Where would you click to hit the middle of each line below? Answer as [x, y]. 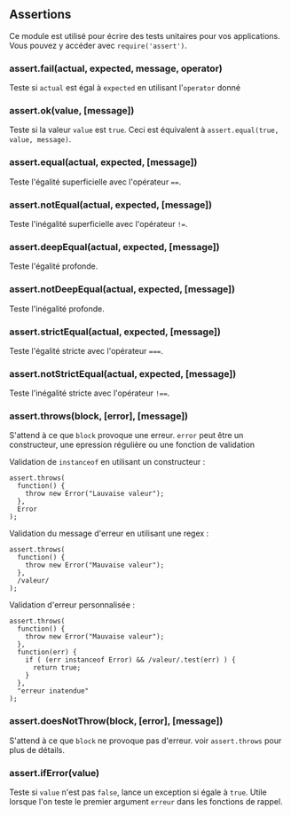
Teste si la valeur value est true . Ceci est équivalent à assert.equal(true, [144, 130]
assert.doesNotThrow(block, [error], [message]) [116, 721]
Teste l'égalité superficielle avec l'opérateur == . [95, 182]
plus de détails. [37, 749]
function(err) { [47, 652]
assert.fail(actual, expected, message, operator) [116, 68]
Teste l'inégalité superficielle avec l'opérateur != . [98, 224]
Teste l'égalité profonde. [54, 266]
